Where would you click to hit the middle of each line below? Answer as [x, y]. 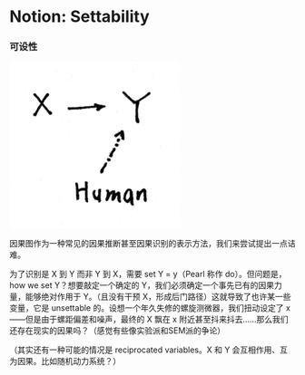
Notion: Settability [79, 17]
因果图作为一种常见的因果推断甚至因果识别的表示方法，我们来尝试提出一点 [148, 244]
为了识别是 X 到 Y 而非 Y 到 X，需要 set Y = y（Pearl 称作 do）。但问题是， [148, 274]
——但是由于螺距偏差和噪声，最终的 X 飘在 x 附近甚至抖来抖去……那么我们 [149, 320]
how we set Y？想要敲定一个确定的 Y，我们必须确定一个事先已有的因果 [142, 285]
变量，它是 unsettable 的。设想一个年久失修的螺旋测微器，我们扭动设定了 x [150, 308]
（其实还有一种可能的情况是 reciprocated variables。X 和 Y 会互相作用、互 [149, 350]
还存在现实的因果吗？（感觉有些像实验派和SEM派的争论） [118, 331]
